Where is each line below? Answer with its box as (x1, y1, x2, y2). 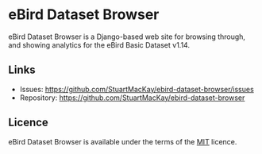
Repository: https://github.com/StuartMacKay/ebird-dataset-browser (19, 93, 245, 102)
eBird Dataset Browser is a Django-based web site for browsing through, (8, 32, 246, 41)
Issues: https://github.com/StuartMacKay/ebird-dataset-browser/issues (19, 84, 254, 94)
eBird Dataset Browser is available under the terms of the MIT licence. (8, 137, 237, 146)
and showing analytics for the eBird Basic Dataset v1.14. (8, 40, 191, 49)
